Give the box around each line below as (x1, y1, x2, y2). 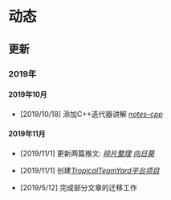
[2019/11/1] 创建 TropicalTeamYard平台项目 (19, 165, 161, 175)
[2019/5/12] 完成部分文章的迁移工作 (19, 182, 138, 192)
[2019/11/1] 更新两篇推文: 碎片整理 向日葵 (19, 148, 155, 158)
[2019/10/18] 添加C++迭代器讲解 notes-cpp (19, 109, 163, 119)
